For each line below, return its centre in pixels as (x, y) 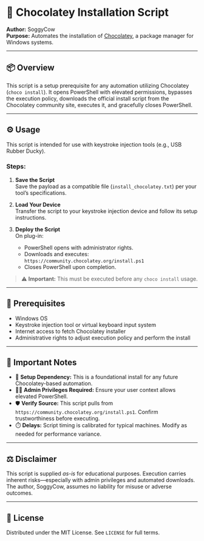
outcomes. (20, 493)
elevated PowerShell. (41, 396)
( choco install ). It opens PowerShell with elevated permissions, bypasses (99, 92)
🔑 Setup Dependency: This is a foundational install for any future (97, 377)
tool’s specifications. (41, 193)
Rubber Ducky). (26, 151)
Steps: (16, 167)
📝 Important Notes (42, 362)
